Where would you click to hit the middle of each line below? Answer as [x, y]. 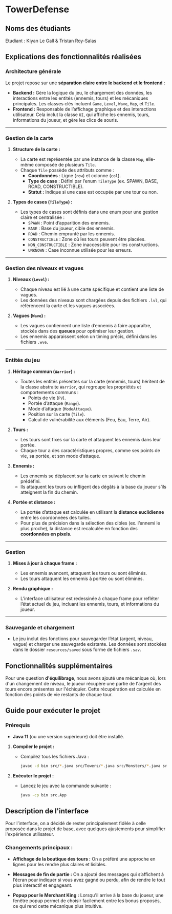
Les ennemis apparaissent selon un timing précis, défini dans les [89, 337]
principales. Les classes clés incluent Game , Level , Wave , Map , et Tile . [84, 103]
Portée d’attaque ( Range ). [54, 403]
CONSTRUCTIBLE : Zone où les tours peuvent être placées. [87, 239]
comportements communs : [49, 392]
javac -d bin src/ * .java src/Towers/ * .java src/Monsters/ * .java [90, 766]
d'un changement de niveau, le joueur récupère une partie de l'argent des [83, 683]
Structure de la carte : [36, 149]
